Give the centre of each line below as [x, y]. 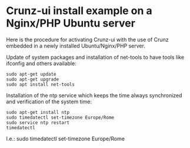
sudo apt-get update [31, 74]
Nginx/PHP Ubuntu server [71, 23]
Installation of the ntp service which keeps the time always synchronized [94, 95]
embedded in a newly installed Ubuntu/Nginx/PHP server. [76, 46]
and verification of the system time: [49, 102]
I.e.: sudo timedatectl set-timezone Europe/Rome [66, 139]
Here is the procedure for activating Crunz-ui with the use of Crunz [87, 39]
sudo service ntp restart [38, 122]
